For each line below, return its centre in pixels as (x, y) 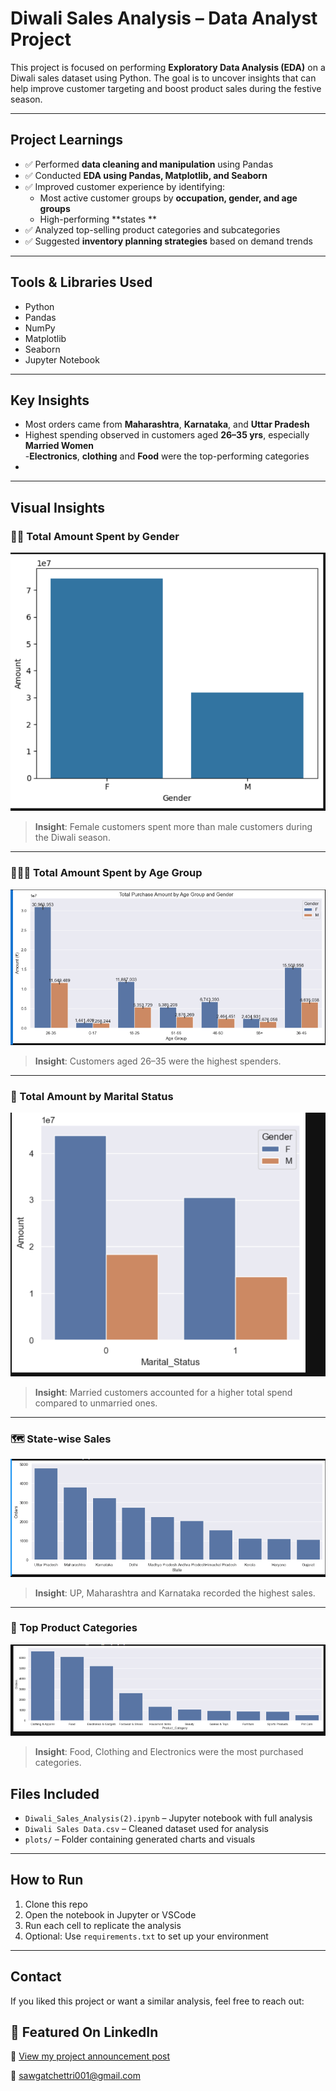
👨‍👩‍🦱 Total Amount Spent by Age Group (106, 873)
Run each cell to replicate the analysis (103, 1925)
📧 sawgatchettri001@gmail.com (75, 2076)
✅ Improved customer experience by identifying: (125, 186)
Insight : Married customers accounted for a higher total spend (163, 1392)
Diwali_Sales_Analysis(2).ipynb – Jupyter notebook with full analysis (168, 1818)
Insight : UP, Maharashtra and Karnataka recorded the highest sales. (175, 1593)
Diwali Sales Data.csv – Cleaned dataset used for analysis (146, 1828)
